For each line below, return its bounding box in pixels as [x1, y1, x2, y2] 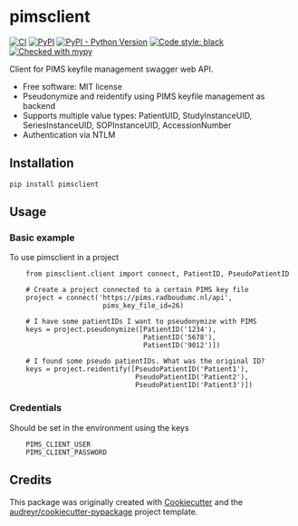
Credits [9, 472, 53, 488]
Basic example [9, 231, 75, 244]
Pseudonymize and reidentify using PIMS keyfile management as [22, 91, 265, 102]
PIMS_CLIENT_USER [25, 440, 91, 449]
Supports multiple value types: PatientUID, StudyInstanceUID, [22, 110, 253, 121]
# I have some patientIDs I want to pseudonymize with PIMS [25, 317, 257, 326]
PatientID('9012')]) [143, 341, 221, 350]
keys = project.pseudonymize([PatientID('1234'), [25, 325, 217, 335]
